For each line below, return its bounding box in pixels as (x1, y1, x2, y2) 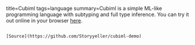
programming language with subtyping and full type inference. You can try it (6, 11, 189, 18)
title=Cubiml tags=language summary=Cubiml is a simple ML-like (6, 5, 162, 12)
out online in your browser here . (6, 17, 83, 24)
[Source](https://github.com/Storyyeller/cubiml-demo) (6, 33, 142, 39)
